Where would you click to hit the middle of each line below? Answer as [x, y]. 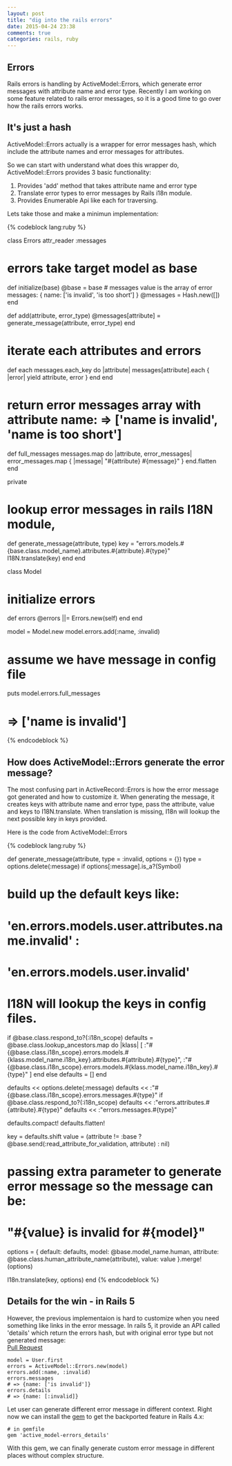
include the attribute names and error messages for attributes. [96, 151]
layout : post [26, 13]
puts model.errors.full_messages [54, 693]
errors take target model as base [103, 268]
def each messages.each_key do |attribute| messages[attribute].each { [108, 369]
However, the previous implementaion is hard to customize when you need [113, 1318]
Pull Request [25, 1347]
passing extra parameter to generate [115, 1171]
